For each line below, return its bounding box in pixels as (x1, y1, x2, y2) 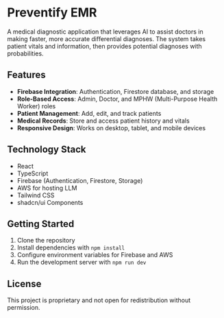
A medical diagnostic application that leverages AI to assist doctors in (7, 27, 203, 36)
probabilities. (7, 49, 44, 58)
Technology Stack (7, 144, 86, 156)
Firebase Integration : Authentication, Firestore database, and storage (16, 87, 214, 95)
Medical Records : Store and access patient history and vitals (16, 117, 190, 125)
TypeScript (16, 169, 49, 178)
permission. (7, 304, 40, 312)
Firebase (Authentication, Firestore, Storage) (16, 176, 143, 184)
